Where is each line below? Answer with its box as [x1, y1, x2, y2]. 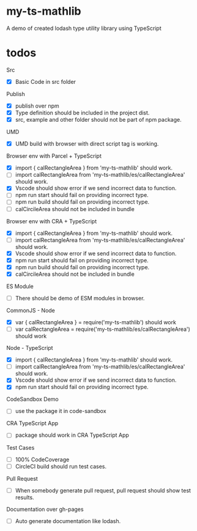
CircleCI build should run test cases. [15, 462, 107, 470]
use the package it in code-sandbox [15, 407, 106, 415]
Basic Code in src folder [15, 78, 76, 85]
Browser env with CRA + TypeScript [6, 217, 97, 225]
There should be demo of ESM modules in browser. [15, 294, 145, 302]
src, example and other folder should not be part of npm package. [15, 116, 182, 124]
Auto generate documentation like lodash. [15, 517, 121, 524]
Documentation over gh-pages [6, 505, 84, 513]
